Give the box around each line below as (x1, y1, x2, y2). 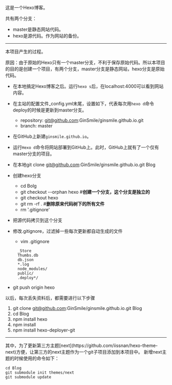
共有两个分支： (5, 15, 37, 22)
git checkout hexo (20, 195, 58, 200)
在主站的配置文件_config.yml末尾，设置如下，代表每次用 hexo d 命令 (12, 101, 155, 106)
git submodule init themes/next (5, 370, 74, 375)
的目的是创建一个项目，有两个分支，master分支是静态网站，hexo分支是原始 (5, 66, 165, 72)
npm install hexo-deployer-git (12, 327, 75, 333)
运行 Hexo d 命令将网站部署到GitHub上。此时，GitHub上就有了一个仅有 (12, 144, 160, 150)
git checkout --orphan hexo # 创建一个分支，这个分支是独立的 (20, 189, 150, 195)
